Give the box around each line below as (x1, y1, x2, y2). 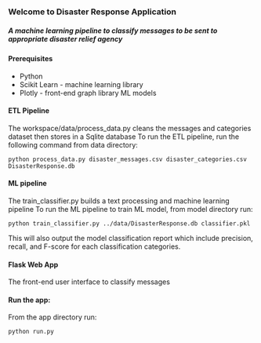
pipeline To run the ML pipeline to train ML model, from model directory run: (8, 204, 253, 213)
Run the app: (8, 295, 51, 305)
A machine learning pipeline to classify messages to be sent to (8, 26, 218, 35)
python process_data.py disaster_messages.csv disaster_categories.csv (8, 155, 247, 163)
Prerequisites (8, 53, 53, 63)
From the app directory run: (8, 312, 97, 322)
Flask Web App (8, 260, 59, 269)
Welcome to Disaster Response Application (8, 6, 176, 17)
